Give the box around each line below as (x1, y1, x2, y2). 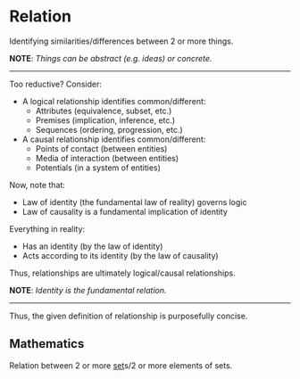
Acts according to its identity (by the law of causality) (21, 250, 219, 260)
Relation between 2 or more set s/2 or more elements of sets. (9, 359, 233, 371)
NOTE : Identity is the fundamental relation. (9, 284, 167, 295)
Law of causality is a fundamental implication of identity (21, 206, 228, 217)
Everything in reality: (9, 223, 86, 234)
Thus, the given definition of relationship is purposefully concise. (9, 310, 248, 321)
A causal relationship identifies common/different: (21, 134, 206, 144)
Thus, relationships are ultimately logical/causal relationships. (9, 268, 237, 278)
